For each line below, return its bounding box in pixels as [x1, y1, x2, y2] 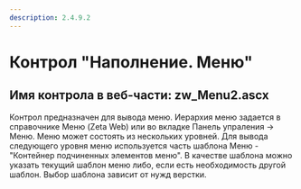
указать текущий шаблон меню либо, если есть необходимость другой [9, 159, 287, 170]
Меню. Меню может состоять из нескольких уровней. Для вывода [9, 130, 268, 141]
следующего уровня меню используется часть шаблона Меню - [9, 140, 259, 151]
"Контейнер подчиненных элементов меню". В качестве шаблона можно [9, 149, 293, 160]
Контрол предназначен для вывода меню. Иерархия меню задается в [9, 112, 281, 122]
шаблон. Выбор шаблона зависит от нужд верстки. [9, 168, 207, 180]
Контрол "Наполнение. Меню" [9, 51, 253, 72]
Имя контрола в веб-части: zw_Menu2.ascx [9, 87, 269, 103]
